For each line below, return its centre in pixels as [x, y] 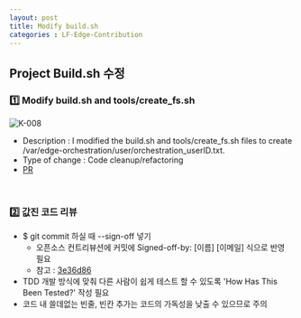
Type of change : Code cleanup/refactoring [103, 160]
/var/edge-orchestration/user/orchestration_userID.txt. [123, 151]
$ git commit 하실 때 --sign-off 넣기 [87, 237]
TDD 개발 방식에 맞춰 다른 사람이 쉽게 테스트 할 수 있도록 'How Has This [150, 282]
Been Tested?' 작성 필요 [66, 293]
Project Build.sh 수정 [67, 73]
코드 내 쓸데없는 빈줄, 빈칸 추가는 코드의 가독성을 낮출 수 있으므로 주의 [145, 304]
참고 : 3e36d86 [64, 270]
